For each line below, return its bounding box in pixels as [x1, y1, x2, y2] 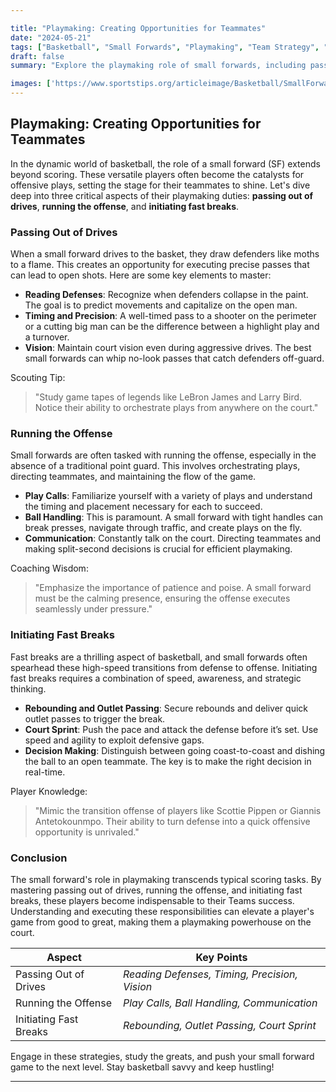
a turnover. [24, 331, 70, 343]
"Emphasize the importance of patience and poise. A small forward [34, 582, 312, 594]
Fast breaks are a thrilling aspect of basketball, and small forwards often [10, 651, 308, 663]
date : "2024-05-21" [10, 32, 92, 43]
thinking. [10, 682, 47, 695]
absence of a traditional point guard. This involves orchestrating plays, [10, 460, 301, 472]
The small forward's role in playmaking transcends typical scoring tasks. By [10, 874, 322, 885]
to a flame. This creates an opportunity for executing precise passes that [10, 259, 310, 271]
